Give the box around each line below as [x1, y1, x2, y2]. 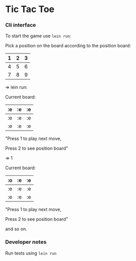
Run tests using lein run [5, 250, 57, 256]
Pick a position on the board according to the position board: [5, 43, 131, 49]
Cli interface [5, 22, 36, 29]
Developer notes [5, 238, 47, 245]
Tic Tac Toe [5, 4, 54, 15]
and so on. [5, 226, 28, 232]
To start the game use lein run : [5, 33, 72, 39]
